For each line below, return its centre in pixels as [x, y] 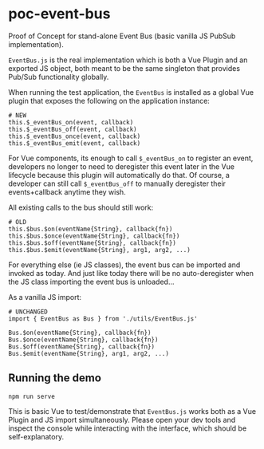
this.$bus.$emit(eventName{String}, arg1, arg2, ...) [100, 250]
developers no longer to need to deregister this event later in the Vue [122, 166]
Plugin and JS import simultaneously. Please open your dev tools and [122, 419]
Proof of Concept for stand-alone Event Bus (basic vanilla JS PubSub [122, 36]
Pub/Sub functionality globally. [59, 77]
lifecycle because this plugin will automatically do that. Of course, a [119, 175]
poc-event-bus [59, 14]
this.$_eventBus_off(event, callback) [73, 129]
